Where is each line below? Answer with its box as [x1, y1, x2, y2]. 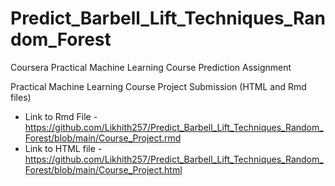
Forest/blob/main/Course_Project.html [24, 163, 183, 176]
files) [10, 91, 32, 103]
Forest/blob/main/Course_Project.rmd [24, 132, 182, 144]
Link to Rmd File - [24, 110, 98, 122]
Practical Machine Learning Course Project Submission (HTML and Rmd [10, 80, 307, 92]
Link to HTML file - [24, 142, 103, 154]
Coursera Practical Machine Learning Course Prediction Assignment [10, 61, 292, 73]
